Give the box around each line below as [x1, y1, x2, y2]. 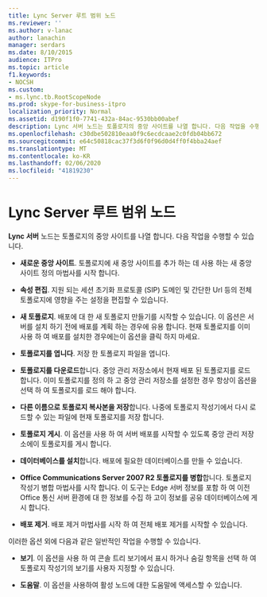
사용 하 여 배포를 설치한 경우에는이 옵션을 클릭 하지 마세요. [19, 331, 200, 341]
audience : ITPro [8, 56, 62, 64]
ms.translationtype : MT [8, 145, 87, 153]
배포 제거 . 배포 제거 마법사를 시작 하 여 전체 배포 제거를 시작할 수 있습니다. [19, 519, 248, 529]
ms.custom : [8, 85, 44, 94]
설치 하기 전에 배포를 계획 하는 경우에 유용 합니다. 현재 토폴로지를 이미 [34, 321, 251, 331]
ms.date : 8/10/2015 [8, 48, 73, 56]
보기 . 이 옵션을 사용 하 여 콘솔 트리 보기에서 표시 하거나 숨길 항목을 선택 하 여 [19, 553, 257, 563]
